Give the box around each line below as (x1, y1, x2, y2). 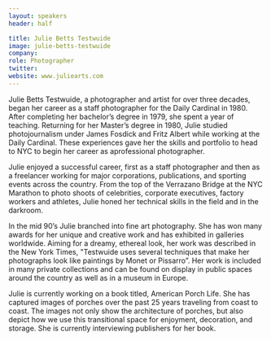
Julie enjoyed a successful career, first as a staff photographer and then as (8, 162, 260, 172)
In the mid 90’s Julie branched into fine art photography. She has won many (8, 221, 263, 230)
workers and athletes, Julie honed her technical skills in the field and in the (8, 196, 259, 206)
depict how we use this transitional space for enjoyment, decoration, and (8, 314, 253, 324)
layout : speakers (8, 11, 68, 20)
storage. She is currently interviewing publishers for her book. (8, 323, 216, 333)
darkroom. (8, 205, 43, 215)
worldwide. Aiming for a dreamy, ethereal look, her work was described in (8, 238, 256, 248)
